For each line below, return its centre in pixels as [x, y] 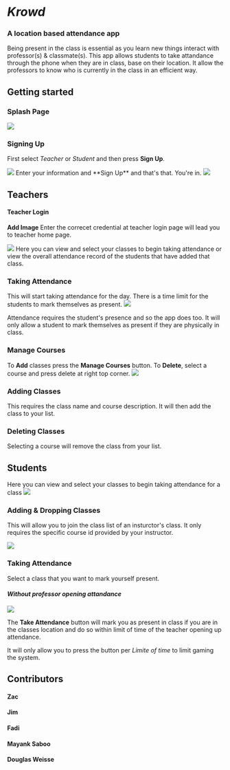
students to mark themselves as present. [65, 305]
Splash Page [28, 111]
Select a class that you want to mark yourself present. [83, 578]
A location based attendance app [64, 34]
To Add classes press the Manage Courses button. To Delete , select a [107, 365]
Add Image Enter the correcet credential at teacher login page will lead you [114, 228]
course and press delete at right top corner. [69, 373]
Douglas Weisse [31, 760]
